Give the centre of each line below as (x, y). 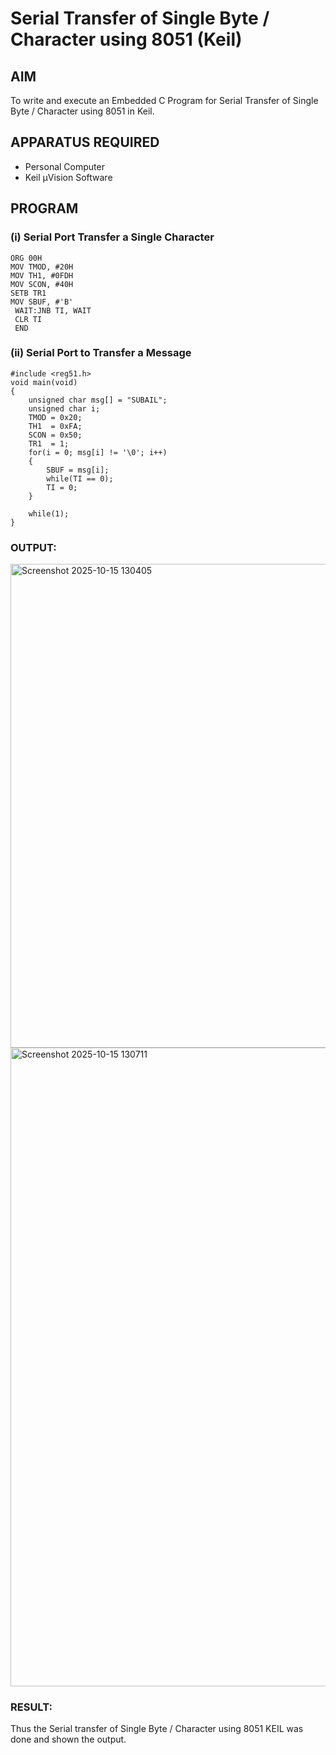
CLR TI (28, 319)
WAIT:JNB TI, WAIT (53, 310)
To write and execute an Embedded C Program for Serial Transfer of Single (164, 100)
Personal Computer (64, 166)
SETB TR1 (28, 293)
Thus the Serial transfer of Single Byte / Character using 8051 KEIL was (157, 1729)
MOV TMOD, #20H (42, 267)
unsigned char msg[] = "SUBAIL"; (98, 400)
